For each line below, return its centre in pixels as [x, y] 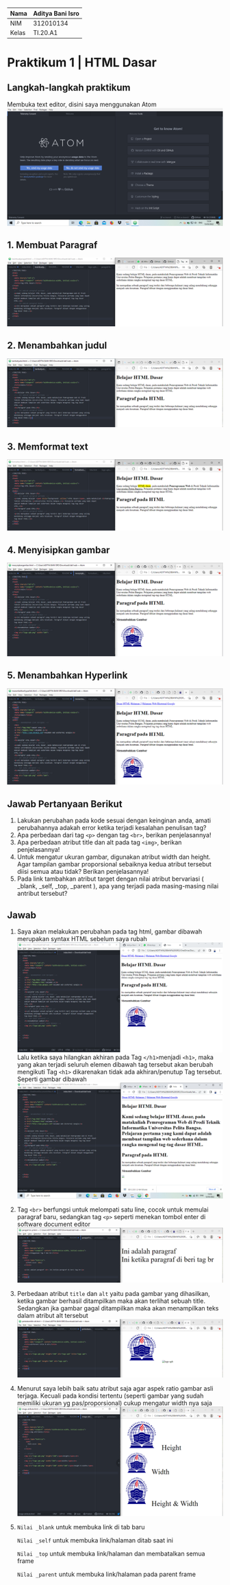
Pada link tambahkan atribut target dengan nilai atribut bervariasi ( [110, 879]
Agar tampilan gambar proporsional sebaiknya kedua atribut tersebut [114, 864]
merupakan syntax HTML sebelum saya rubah [82, 939]
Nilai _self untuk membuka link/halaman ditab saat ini [95, 1540]
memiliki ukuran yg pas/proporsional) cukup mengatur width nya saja [114, 1403]
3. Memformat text [48, 447]
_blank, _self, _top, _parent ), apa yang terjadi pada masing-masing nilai [118, 886]
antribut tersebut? [42, 894]
